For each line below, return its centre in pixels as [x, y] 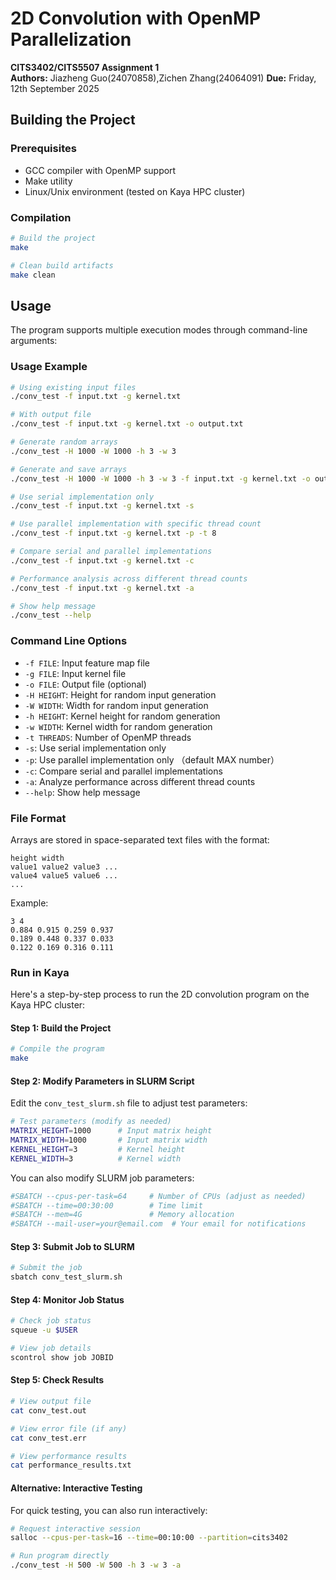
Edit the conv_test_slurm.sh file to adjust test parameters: [129, 1103]
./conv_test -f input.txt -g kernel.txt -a [102, 588]
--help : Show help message [82, 792]
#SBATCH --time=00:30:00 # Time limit [106, 1205]
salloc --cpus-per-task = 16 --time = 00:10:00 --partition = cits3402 [149, 1538]
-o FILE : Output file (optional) [85, 684]
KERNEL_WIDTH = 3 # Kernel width [96, 1158]
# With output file [51, 415]
